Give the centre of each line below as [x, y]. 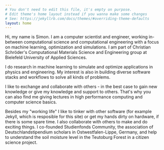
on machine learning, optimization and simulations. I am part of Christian [78, 47]
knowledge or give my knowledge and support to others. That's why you [78, 92]
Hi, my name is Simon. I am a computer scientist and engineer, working [76, 37]
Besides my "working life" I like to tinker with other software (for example [79, 112]
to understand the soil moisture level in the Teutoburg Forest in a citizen [77, 137]
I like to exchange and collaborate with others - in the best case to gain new [81, 87]
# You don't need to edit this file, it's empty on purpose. [69, 9]
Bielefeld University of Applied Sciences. [46, 58]
